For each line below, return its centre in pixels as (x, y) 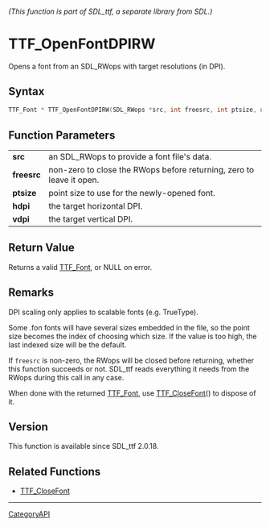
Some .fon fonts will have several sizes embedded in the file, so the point (129, 327)
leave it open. (74, 180)
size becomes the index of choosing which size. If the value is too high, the (133, 336)
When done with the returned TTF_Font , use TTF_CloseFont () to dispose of (132, 393)
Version (28, 427)
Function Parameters (62, 135)
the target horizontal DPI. (96, 206)
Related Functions (55, 471)
